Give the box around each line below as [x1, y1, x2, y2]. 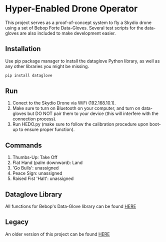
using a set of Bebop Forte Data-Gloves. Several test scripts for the [5, 24, 143, 30]
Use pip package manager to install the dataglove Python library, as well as [5, 58, 160, 64]
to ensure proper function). [19, 126, 75, 132]
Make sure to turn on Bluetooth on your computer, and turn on [12, 105, 140, 111]
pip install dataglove [5, 73, 52, 78]
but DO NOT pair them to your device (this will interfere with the [27, 110, 159, 116]
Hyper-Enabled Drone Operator [5, 3, 138, 14]
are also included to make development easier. [19, 30, 116, 36]
